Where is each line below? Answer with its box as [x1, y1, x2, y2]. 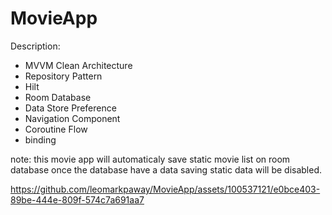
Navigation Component [24, 112, 121, 124]
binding [24, 133, 57, 146]
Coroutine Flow [24, 123, 88, 135]
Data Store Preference [24, 102, 117, 114]
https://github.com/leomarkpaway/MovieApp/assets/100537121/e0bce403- [10, 183, 321, 195]
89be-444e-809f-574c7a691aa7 [10, 193, 145, 206]
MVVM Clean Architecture [24, 59, 133, 71]
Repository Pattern [24, 70, 103, 82]
